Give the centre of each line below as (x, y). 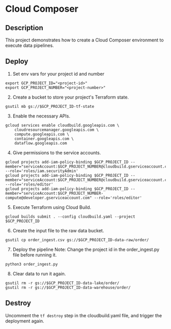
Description (24, 28)
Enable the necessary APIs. (41, 116)
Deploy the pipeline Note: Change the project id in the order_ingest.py (86, 249)
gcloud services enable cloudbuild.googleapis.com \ (62, 125)
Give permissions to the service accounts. (57, 152)
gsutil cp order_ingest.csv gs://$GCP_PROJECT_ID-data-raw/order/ (77, 240)
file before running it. (35, 255)
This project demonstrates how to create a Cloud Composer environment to (84, 40)
